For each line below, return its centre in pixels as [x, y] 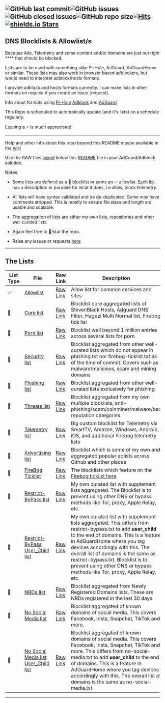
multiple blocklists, [92, 403]
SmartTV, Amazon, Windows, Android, [115, 429]
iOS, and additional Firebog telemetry [114, 436]
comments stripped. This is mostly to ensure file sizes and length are [82, 202]
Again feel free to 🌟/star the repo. [46, 232]
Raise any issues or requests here [46, 241]
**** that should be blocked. [34, 58]
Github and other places [99, 462]
